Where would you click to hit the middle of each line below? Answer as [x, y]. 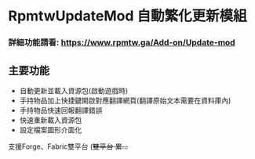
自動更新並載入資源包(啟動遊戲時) [74, 90]
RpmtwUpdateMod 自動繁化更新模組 [127, 16]
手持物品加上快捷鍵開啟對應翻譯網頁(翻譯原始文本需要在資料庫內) [125, 100]
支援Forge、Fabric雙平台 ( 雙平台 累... [68, 146]
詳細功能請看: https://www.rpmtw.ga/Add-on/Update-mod [122, 42]
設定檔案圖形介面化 [51, 129]
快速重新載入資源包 [51, 120]
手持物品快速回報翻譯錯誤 [61, 110]
